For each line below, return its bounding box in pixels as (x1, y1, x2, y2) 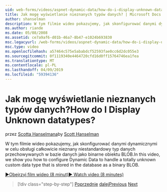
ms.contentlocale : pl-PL (5, 63, 57, 68)
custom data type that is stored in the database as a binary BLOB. (5, 162, 140, 168)
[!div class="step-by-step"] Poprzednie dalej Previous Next (17, 181, 138, 187)
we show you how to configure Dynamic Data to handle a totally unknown (5, 156, 156, 162)
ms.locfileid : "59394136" (5, 72, 59, 77)
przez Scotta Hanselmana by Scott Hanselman (5, 131, 99, 137)
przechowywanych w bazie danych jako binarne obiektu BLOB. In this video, (5, 151, 161, 157)
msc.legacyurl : (5, 40, 37, 45)
